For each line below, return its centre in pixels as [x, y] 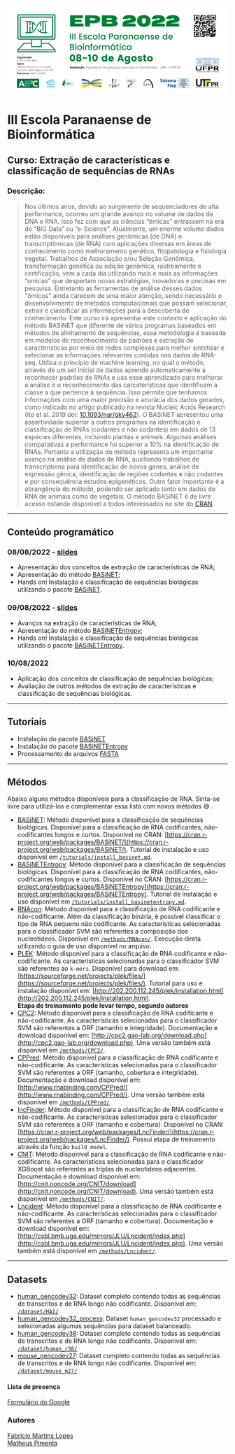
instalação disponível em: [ [56, 991]
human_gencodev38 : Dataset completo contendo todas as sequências [119, 1334]
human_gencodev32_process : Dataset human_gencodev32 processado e [119, 1319]
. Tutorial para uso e [174, 983]
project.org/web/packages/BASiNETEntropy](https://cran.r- [103, 887]
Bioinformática [51, 134]
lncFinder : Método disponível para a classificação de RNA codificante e [120, 1110]
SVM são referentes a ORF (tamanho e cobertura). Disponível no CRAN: [120, 1125]
